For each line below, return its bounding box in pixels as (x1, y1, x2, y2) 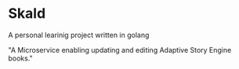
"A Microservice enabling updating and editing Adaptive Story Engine (8, 45, 232, 54)
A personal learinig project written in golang (8, 30, 150, 40)
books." (8, 53, 33, 63)
